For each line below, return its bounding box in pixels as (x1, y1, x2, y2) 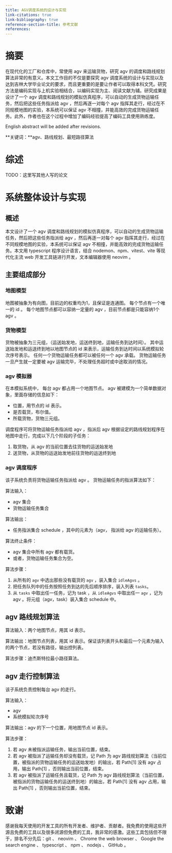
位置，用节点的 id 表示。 (12, 402, 64, 409)
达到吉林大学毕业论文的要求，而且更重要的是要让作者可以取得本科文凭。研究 (5, 81, 167, 87)
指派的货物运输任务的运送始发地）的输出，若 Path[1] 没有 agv (26, 759, 156, 765)
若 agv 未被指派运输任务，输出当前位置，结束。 (12, 746, 113, 752)
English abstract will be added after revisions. (5, 124, 101, 130)
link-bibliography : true (5, 17, 58, 22)
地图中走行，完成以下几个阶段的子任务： (5, 433, 91, 439)
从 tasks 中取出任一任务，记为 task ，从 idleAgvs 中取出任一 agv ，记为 (12, 590, 163, 596)
